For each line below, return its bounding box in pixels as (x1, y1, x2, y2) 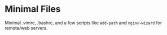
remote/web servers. (4, 25, 48, 31)
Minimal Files (4, 3, 61, 15)
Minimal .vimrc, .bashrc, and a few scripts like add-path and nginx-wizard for (4, 20, 162, 26)
